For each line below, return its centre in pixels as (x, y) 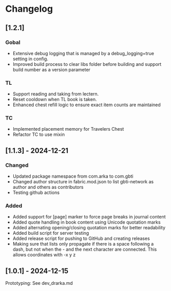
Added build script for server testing (51, 233)
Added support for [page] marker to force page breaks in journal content (89, 217)
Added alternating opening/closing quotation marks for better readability (89, 228)
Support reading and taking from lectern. (56, 94)
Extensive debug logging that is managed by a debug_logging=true (83, 53)
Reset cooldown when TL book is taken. (55, 100)
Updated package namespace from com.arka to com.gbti (73, 176)
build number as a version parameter (52, 69)
